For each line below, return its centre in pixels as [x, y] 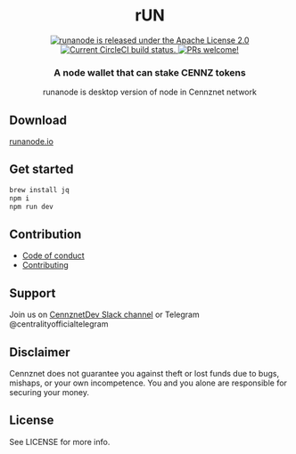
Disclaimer [40, 352]
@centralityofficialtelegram [59, 324]
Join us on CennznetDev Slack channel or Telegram [104, 315]
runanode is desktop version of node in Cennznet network [150, 92]
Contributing [45, 265]
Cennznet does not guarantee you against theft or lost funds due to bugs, [144, 373]
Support [33, 293]
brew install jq [39, 190]
